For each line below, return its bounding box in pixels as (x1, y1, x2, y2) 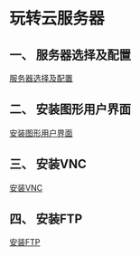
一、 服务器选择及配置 (9, 47, 131, 62)
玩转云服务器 (9, 8, 106, 29)
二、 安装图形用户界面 (9, 101, 131, 118)
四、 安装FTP (9, 212, 83, 227)
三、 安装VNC (9, 156, 88, 172)
